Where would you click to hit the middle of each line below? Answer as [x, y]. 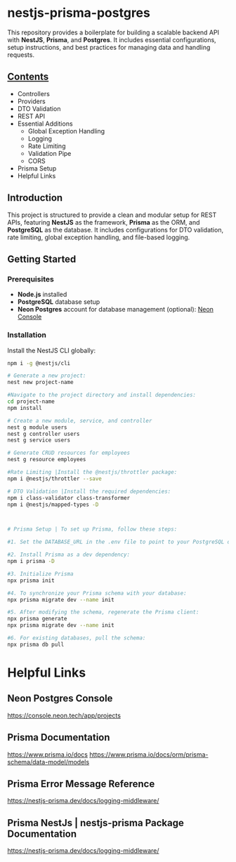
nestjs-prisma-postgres [79, 13]
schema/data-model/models [48, 762]
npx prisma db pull [36, 644]
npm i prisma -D [31, 562]
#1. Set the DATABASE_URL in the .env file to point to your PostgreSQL [116, 542]
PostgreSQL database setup [59, 302]
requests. [21, 55]
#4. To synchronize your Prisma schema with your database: [97, 593]
